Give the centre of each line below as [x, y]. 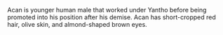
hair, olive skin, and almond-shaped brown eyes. [77, 24]
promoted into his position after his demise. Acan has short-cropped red [111, 17]
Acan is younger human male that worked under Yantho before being [107, 10]
